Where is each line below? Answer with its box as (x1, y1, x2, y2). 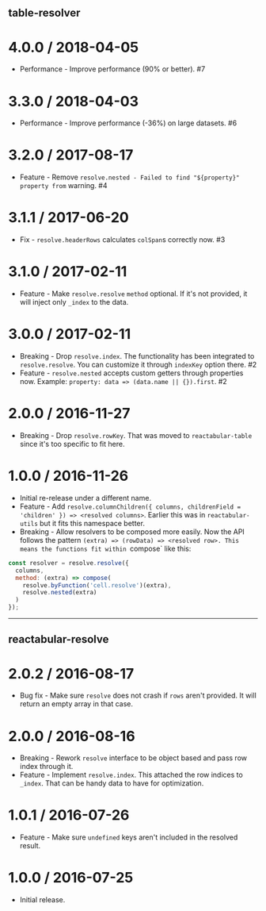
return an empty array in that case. (19, 699, 133, 709)
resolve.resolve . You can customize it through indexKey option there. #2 (19, 360, 257, 370)
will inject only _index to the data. (19, 298, 129, 307)
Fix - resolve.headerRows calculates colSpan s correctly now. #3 (19, 235, 226, 244)
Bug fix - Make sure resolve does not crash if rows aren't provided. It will (19, 690, 257, 701)
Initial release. (19, 895, 66, 905)
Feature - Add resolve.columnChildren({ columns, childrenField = (19, 502, 241, 511)
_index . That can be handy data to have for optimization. (19, 778, 204, 788)
